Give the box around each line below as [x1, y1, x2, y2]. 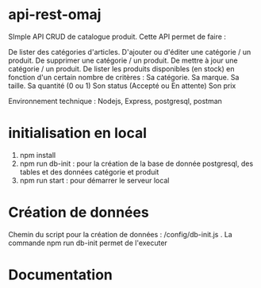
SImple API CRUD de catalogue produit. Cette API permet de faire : [8, 32, 226, 41]
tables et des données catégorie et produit [19, 167, 159, 176]
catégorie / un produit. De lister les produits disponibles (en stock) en [8, 63, 235, 73]
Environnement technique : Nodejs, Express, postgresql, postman [8, 96, 222, 106]
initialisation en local [8, 125, 147, 142]
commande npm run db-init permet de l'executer [8, 238, 168, 248]
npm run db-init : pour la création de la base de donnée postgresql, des [19, 159, 254, 168]
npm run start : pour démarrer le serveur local [19, 175, 170, 185]
